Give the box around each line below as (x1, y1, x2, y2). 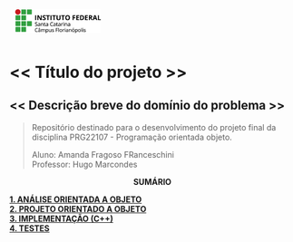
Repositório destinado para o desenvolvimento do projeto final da (31, 121, 277, 132)
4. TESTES (9, 222, 50, 234)
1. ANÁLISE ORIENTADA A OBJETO (9, 194, 142, 205)
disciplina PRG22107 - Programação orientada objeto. (31, 131, 233, 142)
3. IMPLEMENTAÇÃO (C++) (9, 213, 113, 224)
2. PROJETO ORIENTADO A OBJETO (9, 203, 147, 214)
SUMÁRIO (132, 176, 172, 187)
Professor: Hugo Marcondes (31, 159, 138, 169)
